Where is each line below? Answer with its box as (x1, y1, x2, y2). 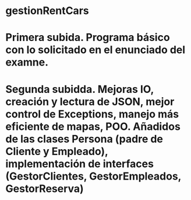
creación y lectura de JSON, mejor (5, 95, 175, 108)
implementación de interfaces (5, 157, 154, 170)
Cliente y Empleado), (5, 144, 108, 158)
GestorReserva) (5, 182, 84, 195)
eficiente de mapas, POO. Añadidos (5, 120, 181, 133)
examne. (5, 56, 49, 69)
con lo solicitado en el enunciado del (5, 43, 186, 57)
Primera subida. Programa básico (5, 31, 170, 44)
